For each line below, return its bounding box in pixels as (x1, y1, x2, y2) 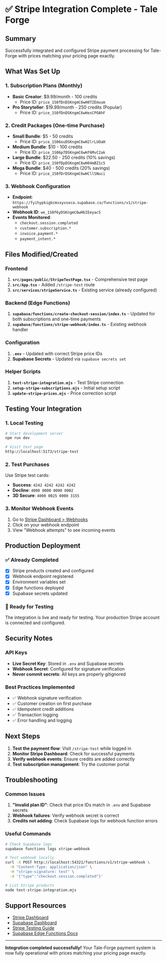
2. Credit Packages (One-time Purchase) (5, 122, 105, 129)
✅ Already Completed (5, 556, 59, 563)
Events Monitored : (12, 215, 51, 221)
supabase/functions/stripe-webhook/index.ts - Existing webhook (12, 321, 147, 327)
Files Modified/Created (5, 250, 79, 258)
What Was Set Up (5, 67, 61, 76)
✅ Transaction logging (12, 712, 59, 718)
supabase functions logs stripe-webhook (5, 846, 90, 851)
